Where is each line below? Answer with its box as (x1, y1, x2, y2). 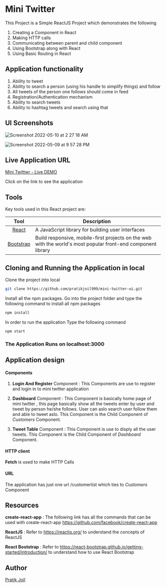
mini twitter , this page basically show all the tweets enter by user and (12, 401, 155, 407)
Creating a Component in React (12, 29, 77, 35)
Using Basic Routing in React (12, 51, 71, 57)
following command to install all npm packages (5, 300, 101, 306)
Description (83, 218, 111, 225)
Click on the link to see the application (5, 178, 83, 184)
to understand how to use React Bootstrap (48, 549, 134, 555)
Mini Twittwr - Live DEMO (5, 169, 57, 175)
